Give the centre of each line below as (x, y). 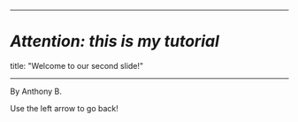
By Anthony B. (36, 91)
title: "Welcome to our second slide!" (77, 65)
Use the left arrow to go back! (64, 108)
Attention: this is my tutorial (115, 42)
